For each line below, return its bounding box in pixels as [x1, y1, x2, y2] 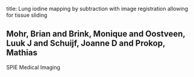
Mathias [6, 48, 38, 58]
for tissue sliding [6, 11, 48, 19]
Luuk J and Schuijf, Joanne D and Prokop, [6, 38, 166, 49]
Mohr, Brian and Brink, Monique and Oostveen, [6, 29, 186, 39]
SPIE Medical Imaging [6, 63, 60, 71]
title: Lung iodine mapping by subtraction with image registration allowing [6, 5, 189, 12]
